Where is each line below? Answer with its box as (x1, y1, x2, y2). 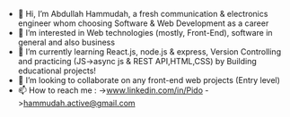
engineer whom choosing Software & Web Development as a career (17, 18, 269, 29)
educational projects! (17, 65, 97, 76)
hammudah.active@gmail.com (23, 98, 136, 108)
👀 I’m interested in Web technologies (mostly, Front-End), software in (17, 28, 273, 38)
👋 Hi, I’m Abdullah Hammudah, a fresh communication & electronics (17, 9, 268, 19)
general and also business (17, 37, 115, 47)
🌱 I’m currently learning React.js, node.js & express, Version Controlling (17, 46, 281, 57)
